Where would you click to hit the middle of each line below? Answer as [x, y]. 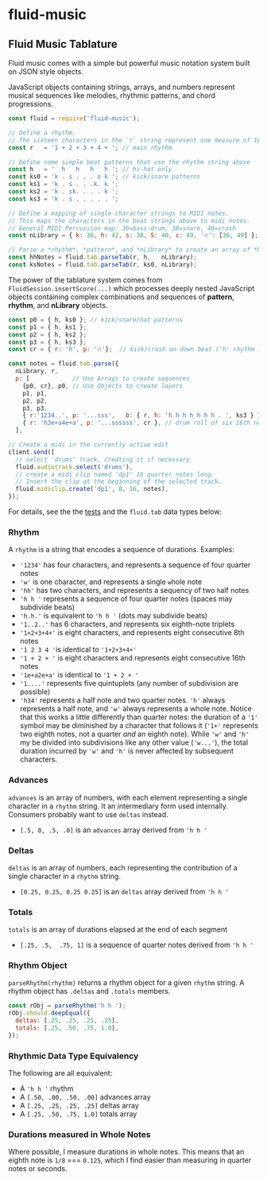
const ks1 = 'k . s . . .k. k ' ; [64, 185]
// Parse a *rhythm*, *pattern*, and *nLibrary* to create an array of [129, 250]
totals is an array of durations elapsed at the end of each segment [118, 929]
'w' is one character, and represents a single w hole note [111, 582]
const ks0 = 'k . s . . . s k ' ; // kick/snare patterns [104, 177]
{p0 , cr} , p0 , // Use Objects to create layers [103, 386]
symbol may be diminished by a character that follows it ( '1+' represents [139, 726]
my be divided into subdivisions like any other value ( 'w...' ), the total [134, 742]
